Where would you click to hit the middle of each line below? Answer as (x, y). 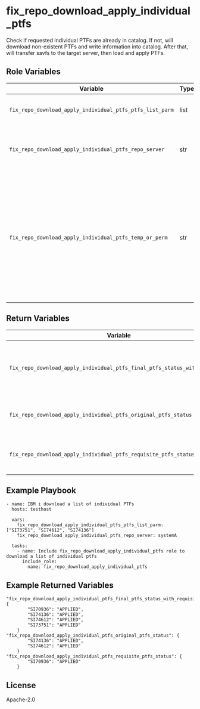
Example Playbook (41, 490)
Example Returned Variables (60, 585)
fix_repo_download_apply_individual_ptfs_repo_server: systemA (97, 536)
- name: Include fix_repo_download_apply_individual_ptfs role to (101, 551)
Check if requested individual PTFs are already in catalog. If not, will (90, 40)
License (21, 685)
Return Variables (38, 319)
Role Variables (33, 72)
